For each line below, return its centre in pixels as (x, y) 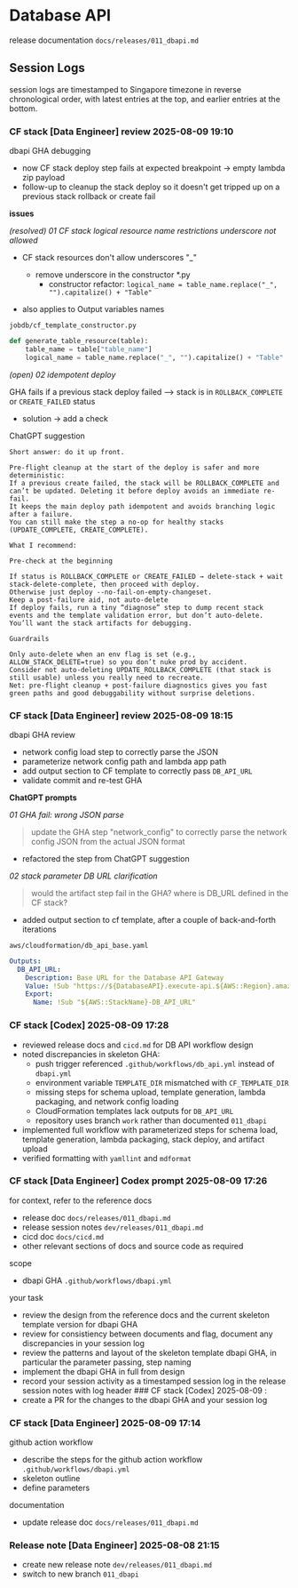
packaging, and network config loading (107, 1101)
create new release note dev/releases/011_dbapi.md (117, 1565)
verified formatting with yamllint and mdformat (107, 1158)
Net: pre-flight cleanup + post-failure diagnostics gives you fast (138, 686)
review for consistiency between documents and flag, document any (147, 1334)
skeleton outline (51, 1479)
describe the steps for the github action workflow (112, 1460)
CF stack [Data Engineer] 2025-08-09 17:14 (105, 1423)
